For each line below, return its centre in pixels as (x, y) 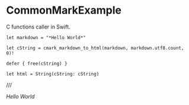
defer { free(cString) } (37, 63)
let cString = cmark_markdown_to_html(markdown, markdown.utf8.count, (95, 48)
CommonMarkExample (64, 10)
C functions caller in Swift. (38, 27)
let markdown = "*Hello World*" (46, 37)
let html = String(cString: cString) (53, 74)
